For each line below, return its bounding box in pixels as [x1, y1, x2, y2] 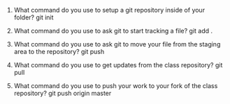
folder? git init [13, 13, 54, 21]
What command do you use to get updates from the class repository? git [13, 61, 223, 69]
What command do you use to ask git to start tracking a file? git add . [13, 27, 213, 35]
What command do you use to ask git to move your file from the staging [13, 40, 221, 48]
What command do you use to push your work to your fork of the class [13, 82, 218, 89]
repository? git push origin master [13, 89, 112, 97]
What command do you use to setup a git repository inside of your [13, 6, 205, 14]
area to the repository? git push [13, 48, 105, 55]
